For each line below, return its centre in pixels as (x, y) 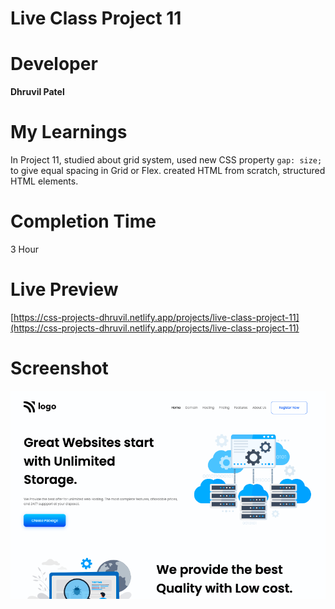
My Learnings (69, 132)
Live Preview (64, 289)
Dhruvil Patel (37, 92)
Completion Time (83, 221)
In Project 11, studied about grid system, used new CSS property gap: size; (166, 160)
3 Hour (24, 249)
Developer (54, 64)
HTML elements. (44, 181)
